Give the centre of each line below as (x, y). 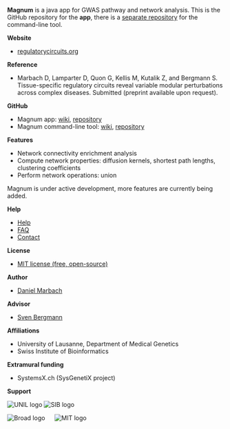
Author (18, 277)
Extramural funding (35, 365)
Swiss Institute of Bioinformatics (63, 351)
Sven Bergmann (40, 317)
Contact (28, 237)
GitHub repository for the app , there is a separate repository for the (103, 17)
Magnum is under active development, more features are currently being (110, 188)
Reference (22, 64)
